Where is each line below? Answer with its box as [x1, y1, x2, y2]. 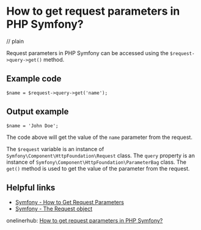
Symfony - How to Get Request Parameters [15, 199, 124, 206]
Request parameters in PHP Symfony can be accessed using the [6, 49, 169, 56]
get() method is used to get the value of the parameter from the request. [6, 165, 190, 172]
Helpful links [6, 182, 56, 193]
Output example [6, 106, 69, 117]
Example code [6, 73, 62, 84]
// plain [6, 37, 24, 45]
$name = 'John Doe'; [6, 122, 59, 129]
